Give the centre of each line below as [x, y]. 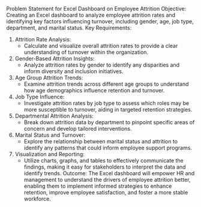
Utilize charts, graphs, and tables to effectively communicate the [104, 160]
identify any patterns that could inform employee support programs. [108, 148]
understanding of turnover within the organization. [86, 52]
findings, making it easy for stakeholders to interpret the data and [105, 167]
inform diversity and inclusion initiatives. [73, 71]
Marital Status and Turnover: [50, 135]
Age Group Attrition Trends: [49, 78]
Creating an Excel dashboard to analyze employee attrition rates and [91, 15]
